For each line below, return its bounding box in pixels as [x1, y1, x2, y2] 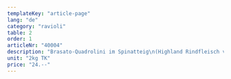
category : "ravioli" [7, 23, 67, 30]
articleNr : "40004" [7, 42, 63, 49]
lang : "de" [7, 16, 38, 23]
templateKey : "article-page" [7, 10, 91, 17]
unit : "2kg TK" [7, 55, 51, 62]
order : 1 [7, 36, 32, 43]
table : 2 [7, 29, 32, 36]
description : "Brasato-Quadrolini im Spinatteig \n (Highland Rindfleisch [7, 49, 220, 56]
